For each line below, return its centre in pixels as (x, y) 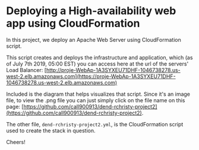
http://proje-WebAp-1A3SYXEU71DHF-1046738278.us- (113, 70)
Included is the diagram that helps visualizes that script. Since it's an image (98, 94)
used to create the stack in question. (51, 131)
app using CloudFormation (73, 23)
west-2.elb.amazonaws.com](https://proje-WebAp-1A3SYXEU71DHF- (91, 76)
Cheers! (16, 142)
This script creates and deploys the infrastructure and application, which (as (99, 57)
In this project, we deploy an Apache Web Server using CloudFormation (94, 40)
